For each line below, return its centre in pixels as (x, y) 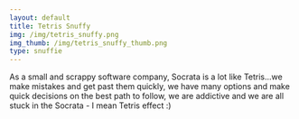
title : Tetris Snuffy (50, 26)
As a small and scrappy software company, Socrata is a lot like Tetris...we (146, 77)
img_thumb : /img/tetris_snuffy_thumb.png (89, 43)
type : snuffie (36, 51)
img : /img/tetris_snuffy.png (64, 34)
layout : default (40, 18)
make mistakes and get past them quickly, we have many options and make (150, 87)
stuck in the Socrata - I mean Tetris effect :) (90, 105)
